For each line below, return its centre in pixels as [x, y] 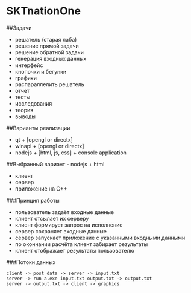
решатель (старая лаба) [46, 39]
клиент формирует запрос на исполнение [69, 225]
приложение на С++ [41, 189]
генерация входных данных [51, 58]
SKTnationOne [44, 11]
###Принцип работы [33, 200]
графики [26, 78]
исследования [33, 103]
